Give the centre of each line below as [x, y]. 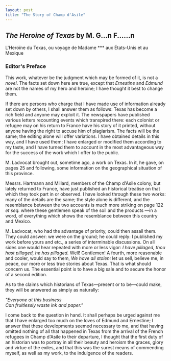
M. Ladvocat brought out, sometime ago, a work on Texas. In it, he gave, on [85, 162]
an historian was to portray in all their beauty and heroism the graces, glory [84, 342]
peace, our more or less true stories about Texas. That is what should [78, 263]
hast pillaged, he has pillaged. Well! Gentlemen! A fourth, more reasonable [84, 253]
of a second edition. [26, 274]
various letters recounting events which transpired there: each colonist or [82, 120]
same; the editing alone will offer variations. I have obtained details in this [82, 136]
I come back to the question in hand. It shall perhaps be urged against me [83, 315]
